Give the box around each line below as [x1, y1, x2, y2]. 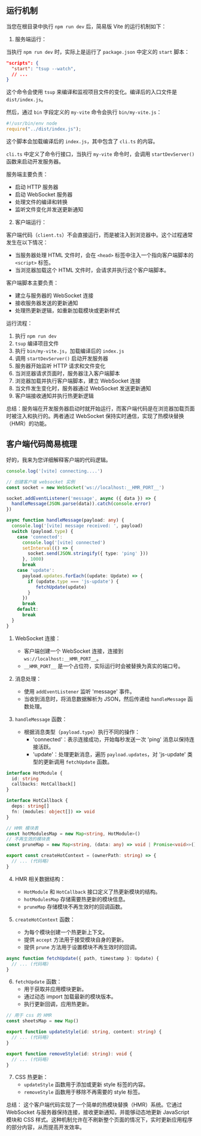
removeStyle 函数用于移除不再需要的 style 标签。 [23, 1089, 144, 1096]
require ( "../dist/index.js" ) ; [6, 126, 82, 132]
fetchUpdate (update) [35, 584, 87, 590]
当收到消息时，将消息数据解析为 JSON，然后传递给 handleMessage [23, 695, 187, 702]
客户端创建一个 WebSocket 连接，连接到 [23, 647, 124, 655]
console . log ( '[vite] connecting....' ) [6, 468, 103, 474]
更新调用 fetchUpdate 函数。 [43, 758, 113, 765]
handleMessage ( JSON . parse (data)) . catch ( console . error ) [11, 501, 151, 507]
